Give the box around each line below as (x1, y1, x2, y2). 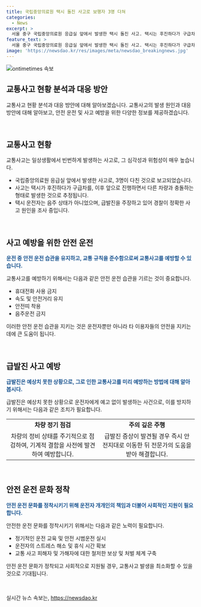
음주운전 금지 (14, 310, 46, 318)
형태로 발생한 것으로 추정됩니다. (14, 192, 89, 199)
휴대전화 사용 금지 (14, 288, 57, 295)
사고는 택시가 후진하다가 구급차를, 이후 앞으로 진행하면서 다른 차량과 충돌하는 (14, 184, 194, 192)
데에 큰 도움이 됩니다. (6, 330, 56, 337)
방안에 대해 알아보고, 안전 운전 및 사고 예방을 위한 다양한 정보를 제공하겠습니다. (6, 108, 190, 116)
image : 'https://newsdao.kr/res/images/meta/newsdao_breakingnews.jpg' (6, 48, 188, 54)
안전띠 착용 (14, 303, 41, 310)
